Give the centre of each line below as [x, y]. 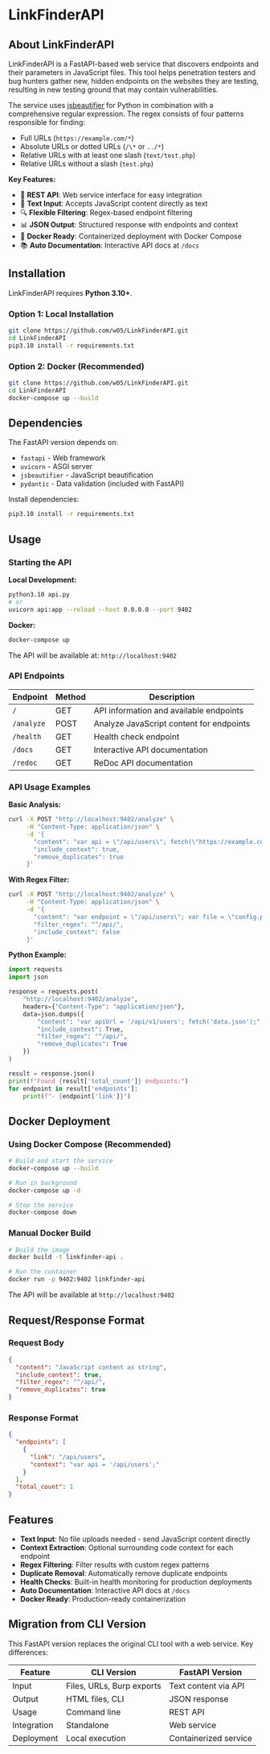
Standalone [87, 1725]
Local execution [96, 1738]
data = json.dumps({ [53, 1014]
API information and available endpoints [169, 710]
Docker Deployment [59, 1121]
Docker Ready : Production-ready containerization [103, 1599]
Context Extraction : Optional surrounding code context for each [127, 1548]
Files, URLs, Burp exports [113, 1685]
